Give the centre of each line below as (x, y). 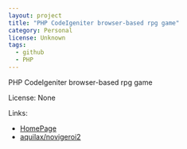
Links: (18, 113)
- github (30, 52)
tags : (17, 45)
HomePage (38, 128)
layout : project (35, 15)
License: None (32, 97)
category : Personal (41, 30)
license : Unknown (37, 38)
